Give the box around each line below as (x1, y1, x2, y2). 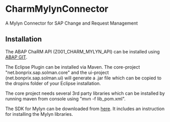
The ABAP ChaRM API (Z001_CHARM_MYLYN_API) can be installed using (5, 48, 160, 54)
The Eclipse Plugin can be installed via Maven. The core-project (5, 64, 140, 70)
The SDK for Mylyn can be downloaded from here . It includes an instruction (5, 106, 165, 112)
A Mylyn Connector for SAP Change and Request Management (5, 20, 138, 26)
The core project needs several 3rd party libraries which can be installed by (5, 90, 165, 96)
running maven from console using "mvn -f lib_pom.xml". (5, 95, 126, 101)
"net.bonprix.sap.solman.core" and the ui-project (5, 69, 109, 75)
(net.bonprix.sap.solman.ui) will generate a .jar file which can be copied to (5, 75, 162, 81)
